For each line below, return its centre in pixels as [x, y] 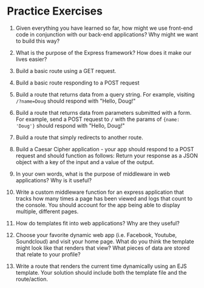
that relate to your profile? [48, 254]
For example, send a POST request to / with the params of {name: [97, 119]
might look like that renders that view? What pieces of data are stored [103, 248]
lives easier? [31, 59]
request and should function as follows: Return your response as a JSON [107, 156]
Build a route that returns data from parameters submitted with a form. [104, 112]
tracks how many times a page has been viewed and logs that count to [104, 198]
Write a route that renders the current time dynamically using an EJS [101, 266]
